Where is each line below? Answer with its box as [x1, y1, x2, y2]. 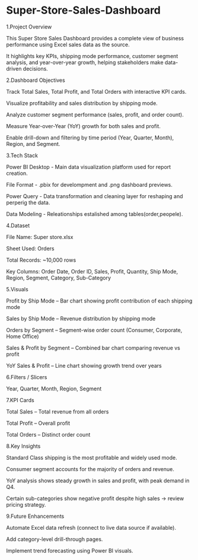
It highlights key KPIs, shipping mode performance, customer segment [6, 52, 178, 59]
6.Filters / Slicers [6, 373, 47, 380]
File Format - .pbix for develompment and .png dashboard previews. [6, 181, 173, 188]
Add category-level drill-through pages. [6, 535, 103, 543]
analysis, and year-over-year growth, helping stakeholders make [6, 59, 164, 66]
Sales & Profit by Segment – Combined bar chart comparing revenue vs [6, 344, 181, 351]
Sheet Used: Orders [6, 244, 55, 252]
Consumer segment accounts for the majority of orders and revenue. [6, 465, 175, 472]
